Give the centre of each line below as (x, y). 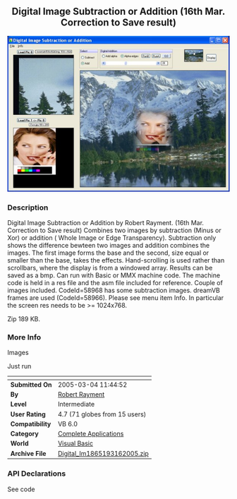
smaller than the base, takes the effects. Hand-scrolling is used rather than (116, 260)
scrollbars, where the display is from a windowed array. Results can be (110, 267)
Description (28, 208)
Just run (19, 366)
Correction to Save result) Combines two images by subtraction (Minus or (114, 230)
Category (24, 434)
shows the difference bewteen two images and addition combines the (109, 245)
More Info (24, 337)
